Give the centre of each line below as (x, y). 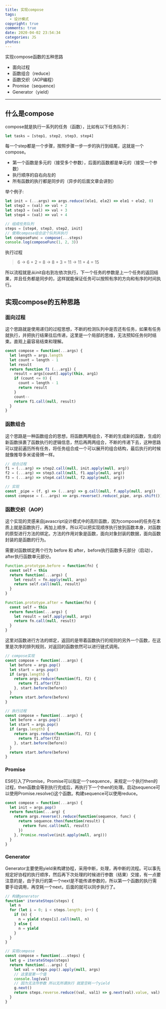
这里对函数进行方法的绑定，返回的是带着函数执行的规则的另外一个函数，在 (81, 640)
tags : (11, 14)
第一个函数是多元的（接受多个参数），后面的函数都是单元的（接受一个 (83, 163)
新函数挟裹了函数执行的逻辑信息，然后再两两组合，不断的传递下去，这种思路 (83, 442)
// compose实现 (20, 656)
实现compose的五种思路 (42, 302)
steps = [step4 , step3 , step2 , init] (44, 228)
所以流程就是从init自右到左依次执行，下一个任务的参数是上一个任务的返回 (80, 272)
